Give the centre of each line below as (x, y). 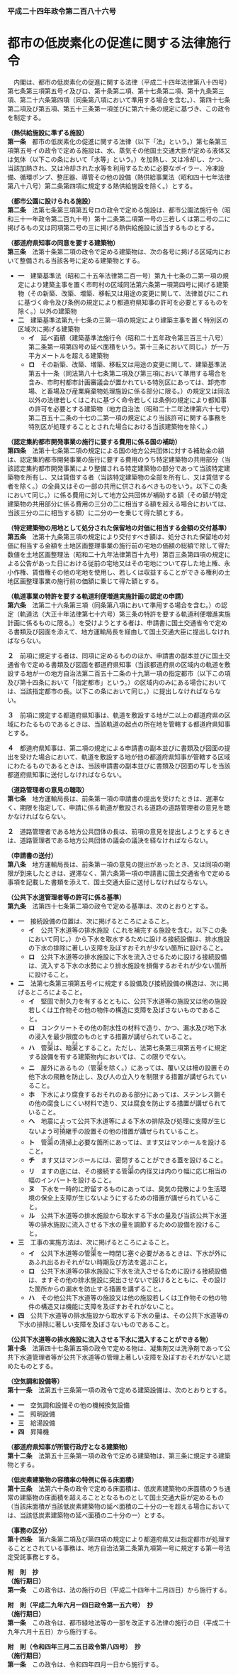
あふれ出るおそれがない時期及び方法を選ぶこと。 (100, 1262)
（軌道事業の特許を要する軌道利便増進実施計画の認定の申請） (97, 596)
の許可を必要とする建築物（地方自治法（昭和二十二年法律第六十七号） (129, 408)
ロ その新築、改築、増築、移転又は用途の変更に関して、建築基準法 (127, 364)
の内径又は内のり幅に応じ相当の (180, 1171)
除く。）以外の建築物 (47, 311)
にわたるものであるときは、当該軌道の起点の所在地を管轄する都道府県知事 (122, 724)
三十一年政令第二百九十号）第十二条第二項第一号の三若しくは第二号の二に (122, 219)
